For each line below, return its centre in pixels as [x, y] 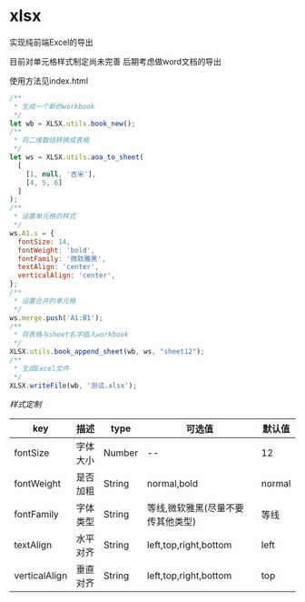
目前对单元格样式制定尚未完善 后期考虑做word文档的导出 [116, 61]
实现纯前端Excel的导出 [51, 42]
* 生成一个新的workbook [54, 106]
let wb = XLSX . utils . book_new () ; [73, 124]
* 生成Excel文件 [41, 368]
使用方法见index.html [49, 80]
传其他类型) [172, 521]
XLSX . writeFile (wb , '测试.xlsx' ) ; [74, 386]
